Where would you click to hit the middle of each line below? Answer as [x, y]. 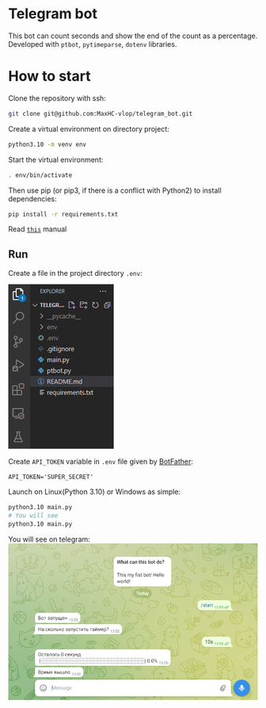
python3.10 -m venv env [47, 144]
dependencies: [32, 198]
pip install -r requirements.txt [63, 214]
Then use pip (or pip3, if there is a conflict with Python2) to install [115, 190]
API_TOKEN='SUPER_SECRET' [51, 477]
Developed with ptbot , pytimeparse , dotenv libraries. [93, 44]
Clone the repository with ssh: [57, 98]
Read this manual [38, 229]
